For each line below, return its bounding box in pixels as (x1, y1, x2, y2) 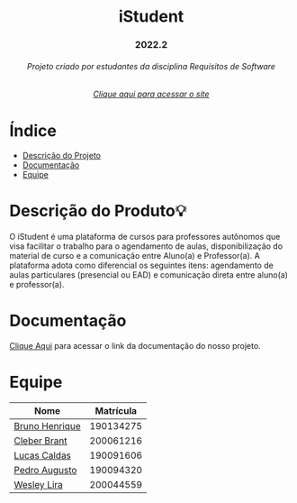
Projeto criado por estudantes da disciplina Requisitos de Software (26, 60, 276, 71)
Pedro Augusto (13, 464, 77, 477)
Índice (9, 120, 57, 141)
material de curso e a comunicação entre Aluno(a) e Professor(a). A (9, 251, 261, 261)
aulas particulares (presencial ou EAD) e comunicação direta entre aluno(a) (9, 270, 288, 280)
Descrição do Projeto (22, 151, 102, 161)
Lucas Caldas (13, 449, 72, 462)
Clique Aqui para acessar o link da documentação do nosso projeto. (9, 341, 261, 352)
